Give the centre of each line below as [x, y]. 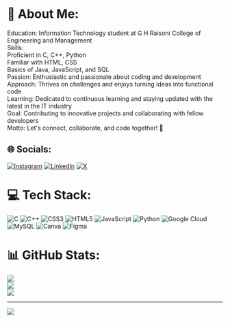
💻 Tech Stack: [49, 195]
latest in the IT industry [39, 106]
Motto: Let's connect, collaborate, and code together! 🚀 [85, 128]
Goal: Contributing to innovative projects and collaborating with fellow [105, 113]
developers [23, 120]
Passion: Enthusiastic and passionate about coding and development [104, 77]
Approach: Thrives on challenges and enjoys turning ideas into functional [110, 84]
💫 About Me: [43, 14]
